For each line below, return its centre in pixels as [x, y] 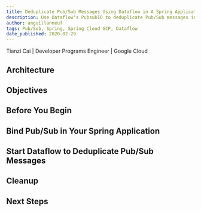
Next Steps [27, 201]
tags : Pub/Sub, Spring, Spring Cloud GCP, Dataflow [72, 28]
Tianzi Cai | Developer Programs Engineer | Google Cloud [77, 51]
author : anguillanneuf [34, 23]
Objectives [27, 90]
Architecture [31, 70]
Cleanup [22, 181]
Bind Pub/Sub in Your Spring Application [83, 131]
